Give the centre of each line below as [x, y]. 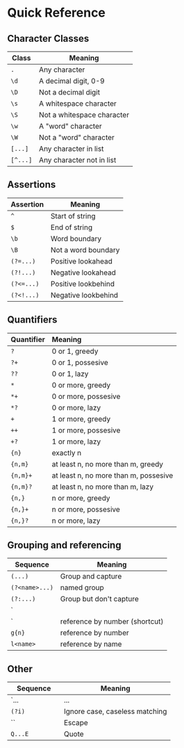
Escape [76, 723]
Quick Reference [57, 13]
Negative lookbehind [85, 295]
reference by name [91, 644]
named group [82, 587]
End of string [72, 227]
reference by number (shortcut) [112, 621]
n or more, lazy [76, 521]
